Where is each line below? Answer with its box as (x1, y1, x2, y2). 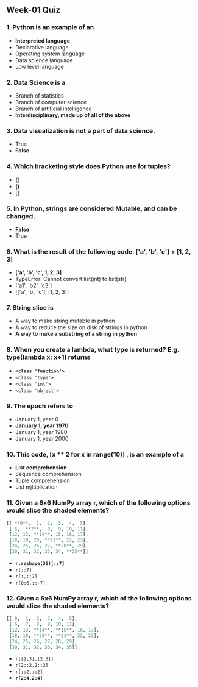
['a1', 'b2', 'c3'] (15, 282, 52, 289)
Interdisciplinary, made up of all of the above (15, 111, 131, 118)
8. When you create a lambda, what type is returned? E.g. (6, 346, 180, 354)
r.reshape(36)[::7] (15, 560, 65, 566)
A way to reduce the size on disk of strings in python (15, 324, 148, 331)
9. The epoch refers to (6, 402, 73, 410)
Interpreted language (15, 37, 71, 44)
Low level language (15, 63, 64, 70)
